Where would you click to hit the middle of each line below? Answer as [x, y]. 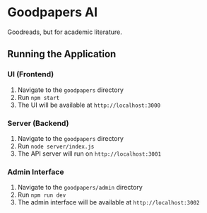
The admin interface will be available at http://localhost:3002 [108, 202]
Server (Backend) [38, 123]
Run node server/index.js [56, 146]
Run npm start [39, 97]
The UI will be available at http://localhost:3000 [89, 105]
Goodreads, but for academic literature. [65, 32]
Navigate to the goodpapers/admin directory [80, 188]
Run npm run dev [42, 195]
